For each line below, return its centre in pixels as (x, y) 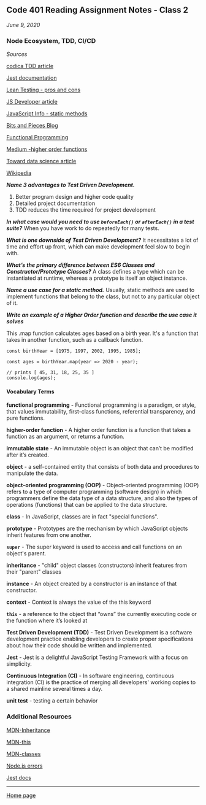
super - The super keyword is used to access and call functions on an (94, 547)
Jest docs (19, 777)
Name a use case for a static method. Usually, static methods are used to (101, 290)
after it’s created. (28, 455)
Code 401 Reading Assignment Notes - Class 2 (97, 10)
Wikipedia (19, 173)
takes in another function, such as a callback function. (75, 340)
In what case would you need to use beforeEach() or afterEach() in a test (100, 222)
